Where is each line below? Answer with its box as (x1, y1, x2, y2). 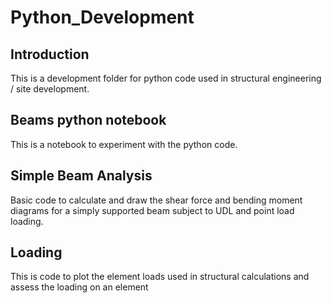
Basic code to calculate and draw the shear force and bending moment (10, 194, 303, 206)
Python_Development (10, 6, 195, 29)
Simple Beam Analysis (10, 167, 153, 185)
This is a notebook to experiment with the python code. (10, 138, 238, 150)
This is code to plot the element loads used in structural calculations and (10, 271, 310, 283)
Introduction (10, 46, 90, 63)
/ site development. (10, 83, 90, 95)
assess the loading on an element (10, 281, 149, 293)
